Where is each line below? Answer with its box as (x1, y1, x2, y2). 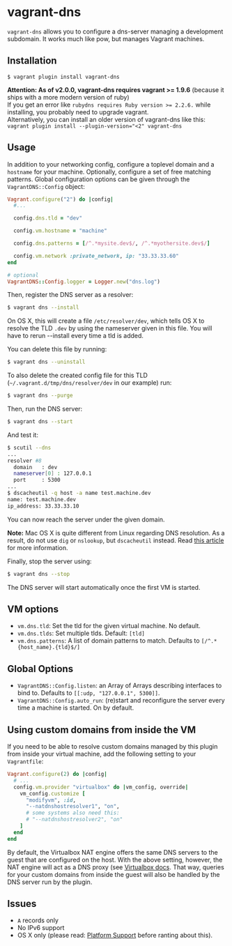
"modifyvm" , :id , (25, 796, 77, 804)
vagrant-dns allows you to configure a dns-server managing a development (7, 27, 224, 36)
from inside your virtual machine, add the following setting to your (7, 750, 196, 758)
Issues (7, 898, 37, 910)
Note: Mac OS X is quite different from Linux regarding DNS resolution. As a (7, 528, 225, 537)
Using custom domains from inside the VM (7, 724, 196, 735)
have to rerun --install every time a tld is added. (7, 332, 144, 340)
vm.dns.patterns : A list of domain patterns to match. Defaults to (17, 636, 200, 645)
